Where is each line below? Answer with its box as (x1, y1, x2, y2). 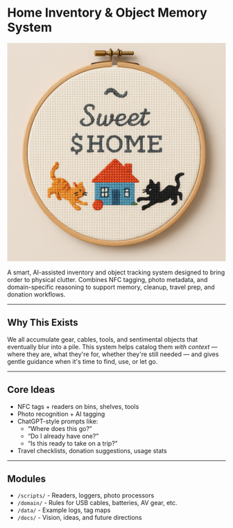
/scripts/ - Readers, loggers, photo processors (17, 491, 155, 500)
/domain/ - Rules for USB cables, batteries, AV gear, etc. (17, 499, 178, 507)
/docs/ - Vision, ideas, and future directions (17, 513, 142, 522)
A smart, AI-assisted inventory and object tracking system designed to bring (7, 268, 225, 276)
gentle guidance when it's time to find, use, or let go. (7, 357, 158, 365)
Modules (7, 473, 46, 484)
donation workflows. (7, 290, 66, 299)
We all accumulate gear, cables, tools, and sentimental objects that (7, 335, 198, 344)
